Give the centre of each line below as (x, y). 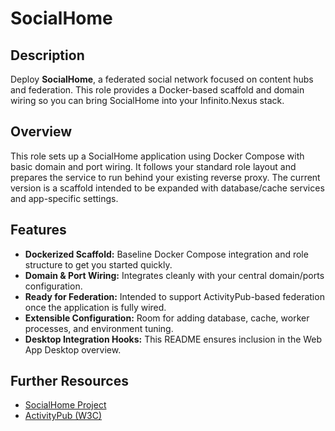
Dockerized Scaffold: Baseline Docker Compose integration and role (166, 254)
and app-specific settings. (64, 198)
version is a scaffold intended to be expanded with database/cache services (167, 188)
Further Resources (69, 381)
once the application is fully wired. (95, 307)
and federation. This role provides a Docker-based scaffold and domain (157, 90)
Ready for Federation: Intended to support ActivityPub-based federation (174, 296)
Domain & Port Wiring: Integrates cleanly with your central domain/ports (174, 275)
